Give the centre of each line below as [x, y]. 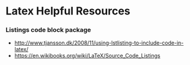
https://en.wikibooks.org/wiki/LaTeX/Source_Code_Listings [87, 56]
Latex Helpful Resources [68, 11]
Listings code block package [48, 30]
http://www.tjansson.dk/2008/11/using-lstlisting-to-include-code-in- [99, 43]
